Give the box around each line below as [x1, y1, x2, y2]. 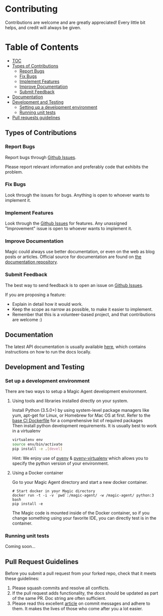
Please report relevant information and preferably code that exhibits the [5, 164, 148, 170]
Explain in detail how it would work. [12, 301, 83, 307]
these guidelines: [5, 575, 40, 581]
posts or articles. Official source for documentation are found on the [5, 254, 142, 260]
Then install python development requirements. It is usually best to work [12, 423, 157, 429]
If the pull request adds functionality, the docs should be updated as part [12, 590, 159, 596]
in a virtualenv [12, 428, 41, 434]
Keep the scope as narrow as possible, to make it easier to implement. [12, 306, 153, 312]
